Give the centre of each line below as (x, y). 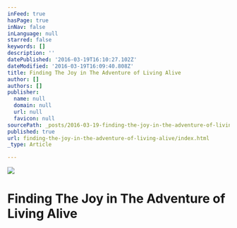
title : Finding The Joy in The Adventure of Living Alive (94, 72)
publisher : (23, 92)
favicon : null (34, 118)
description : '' (31, 53)
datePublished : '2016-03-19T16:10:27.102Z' (72, 60)
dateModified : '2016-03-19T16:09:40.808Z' (71, 66)
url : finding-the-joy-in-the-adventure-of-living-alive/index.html (109, 138)
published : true (31, 132)
